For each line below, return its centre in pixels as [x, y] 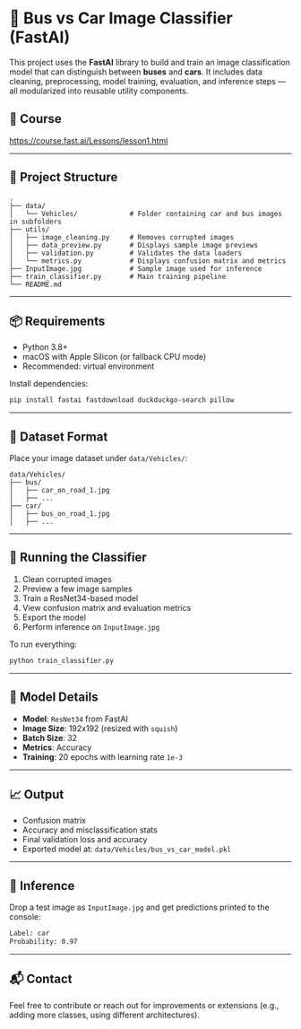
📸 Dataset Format [59, 436]
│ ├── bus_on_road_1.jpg [60, 514]
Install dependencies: [49, 384]
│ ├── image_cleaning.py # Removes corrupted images [122, 237]
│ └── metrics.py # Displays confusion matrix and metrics [148, 261]
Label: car [30, 933]
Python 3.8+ [45, 347]
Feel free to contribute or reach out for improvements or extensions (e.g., [144, 1005]
